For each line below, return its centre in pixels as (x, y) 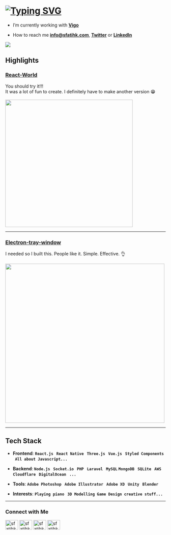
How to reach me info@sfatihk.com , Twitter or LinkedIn (72, 35)
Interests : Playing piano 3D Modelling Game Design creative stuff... (88, 494)
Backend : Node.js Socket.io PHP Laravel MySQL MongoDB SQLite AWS (87, 468)
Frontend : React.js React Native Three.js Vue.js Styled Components (88, 453)
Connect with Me (27, 512)
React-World (21, 75)
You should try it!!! (24, 86)
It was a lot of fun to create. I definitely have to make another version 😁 (80, 91)
